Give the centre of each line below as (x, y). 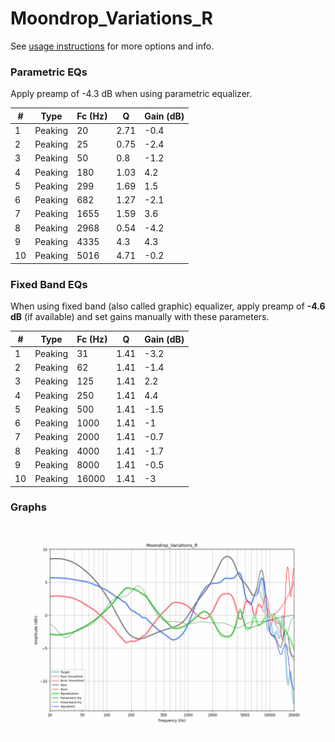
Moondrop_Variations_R (111, 18)
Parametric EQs (49, 72)
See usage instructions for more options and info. (112, 46)
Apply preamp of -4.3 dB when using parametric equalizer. (131, 94)
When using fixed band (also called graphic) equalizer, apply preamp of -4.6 (168, 306)
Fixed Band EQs (49, 284)
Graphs (28, 507)
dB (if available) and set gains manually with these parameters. (140, 317)
